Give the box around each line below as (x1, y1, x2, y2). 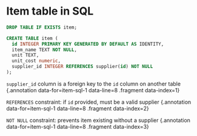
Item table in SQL (6, 4, 94, 18)
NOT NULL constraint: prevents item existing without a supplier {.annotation (6, 117, 191, 124)
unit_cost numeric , (12, 58, 61, 64)
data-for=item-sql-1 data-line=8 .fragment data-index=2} (6, 104, 150, 112)
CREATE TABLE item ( (6, 35, 59, 41)
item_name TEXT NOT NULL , (12, 47, 78, 53)
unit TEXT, (12, 52, 39, 58)
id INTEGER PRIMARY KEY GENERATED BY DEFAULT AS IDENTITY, (12, 41, 164, 47)
